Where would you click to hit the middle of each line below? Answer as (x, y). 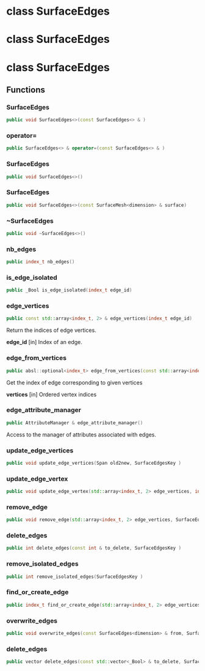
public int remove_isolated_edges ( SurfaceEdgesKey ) (75, 577)
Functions (26, 90)
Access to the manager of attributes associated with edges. (81, 434)
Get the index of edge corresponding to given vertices (74, 382)
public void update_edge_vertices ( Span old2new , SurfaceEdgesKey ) (94, 463)
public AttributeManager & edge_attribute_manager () (75, 423)
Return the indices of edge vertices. (51, 330)
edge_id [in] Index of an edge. (44, 342)
